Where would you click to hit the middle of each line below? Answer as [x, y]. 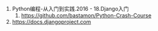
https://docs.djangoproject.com [51, 22]
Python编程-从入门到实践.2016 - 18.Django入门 [70, 9]
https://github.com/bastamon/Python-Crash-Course [86, 15]
